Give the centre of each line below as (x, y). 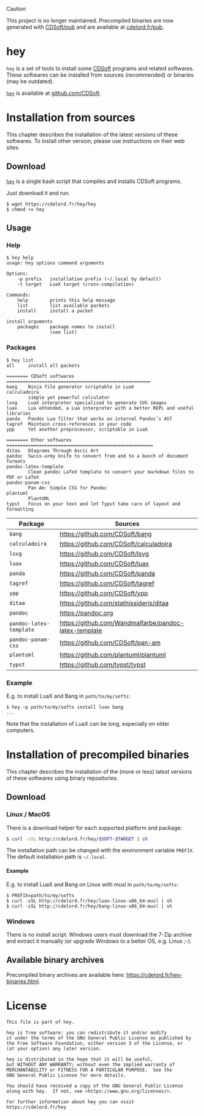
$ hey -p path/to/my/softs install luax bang (65, 707)
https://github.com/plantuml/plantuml (113, 655)
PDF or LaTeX (23, 477)
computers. (21, 730)
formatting (20, 509)
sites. (13, 147)
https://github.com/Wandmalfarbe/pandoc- (122, 622)
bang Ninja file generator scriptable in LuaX (70, 387)
